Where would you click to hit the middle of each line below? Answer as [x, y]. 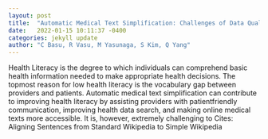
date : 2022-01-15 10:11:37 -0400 [67, 30]
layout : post [30, 15]
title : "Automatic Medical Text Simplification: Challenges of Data [126, 23]
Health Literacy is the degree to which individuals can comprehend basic [128, 68]
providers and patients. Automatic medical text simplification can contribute [133, 93]
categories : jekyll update [53, 38]
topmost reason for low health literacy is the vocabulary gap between [122, 85]
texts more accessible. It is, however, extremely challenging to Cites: [121, 118]
